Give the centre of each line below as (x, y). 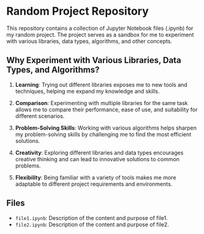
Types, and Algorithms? (53, 70)
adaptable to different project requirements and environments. (94, 184)
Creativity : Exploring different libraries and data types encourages (99, 152)
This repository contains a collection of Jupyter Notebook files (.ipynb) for (100, 28)
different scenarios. (40, 116)
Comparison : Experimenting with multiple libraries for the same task (101, 103)
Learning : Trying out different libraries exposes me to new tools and (101, 84)
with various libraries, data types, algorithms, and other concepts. (89, 41)
